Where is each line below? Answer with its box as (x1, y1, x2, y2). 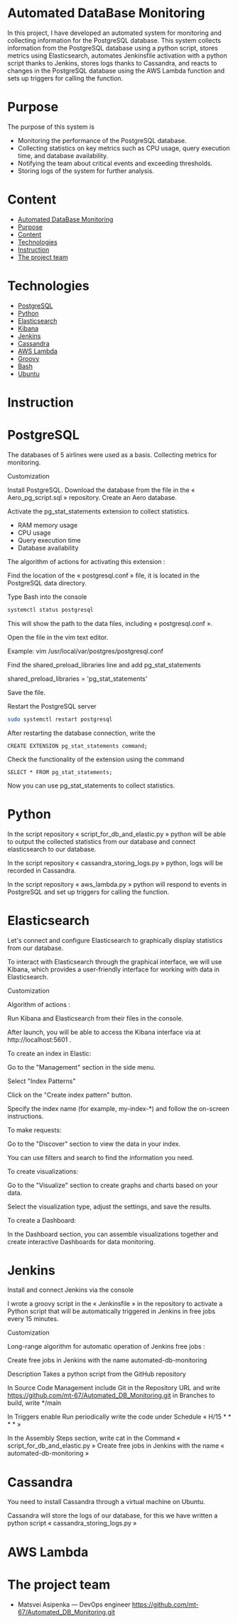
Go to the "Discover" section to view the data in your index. (7, 1139, 181, 1148)
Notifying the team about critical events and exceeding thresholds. (17, 159, 213, 167)
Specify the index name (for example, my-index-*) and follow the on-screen (7, 1104, 229, 1112)
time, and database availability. (17, 151, 109, 160)
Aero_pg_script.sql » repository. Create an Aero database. (7, 493, 178, 501)
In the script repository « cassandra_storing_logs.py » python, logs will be (7, 858, 223, 867)
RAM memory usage (17, 521, 78, 529)
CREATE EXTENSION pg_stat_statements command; (7, 742, 148, 749)
